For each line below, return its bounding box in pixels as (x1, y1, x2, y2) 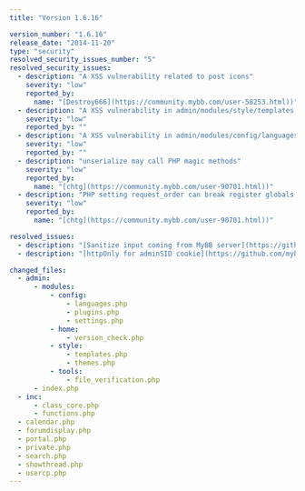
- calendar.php (17, 417, 75, 427)
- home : (49, 325, 79, 334)
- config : (49, 291, 88, 300)
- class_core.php (33, 401, 100, 410)
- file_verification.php (66, 375, 161, 385)
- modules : (33, 283, 75, 292)
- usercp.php (17, 468, 67, 477)
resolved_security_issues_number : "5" (9, 55, 156, 65)
